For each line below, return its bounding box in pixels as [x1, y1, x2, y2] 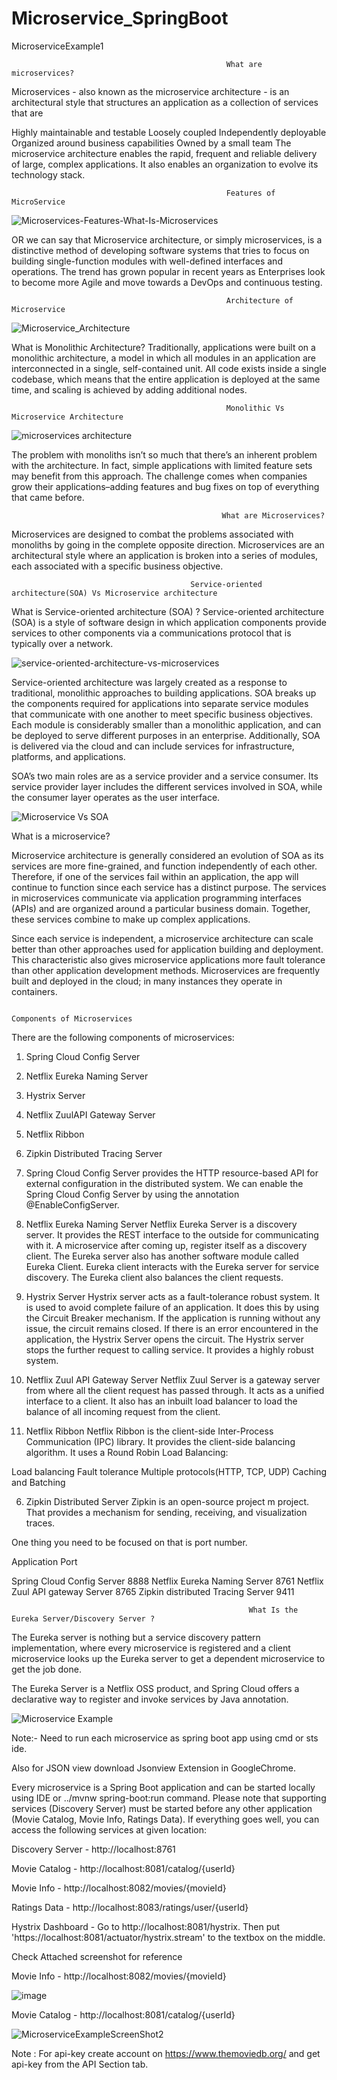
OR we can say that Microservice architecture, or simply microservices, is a [11, 233, 323, 246]
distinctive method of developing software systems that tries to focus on [11, 244, 310, 256]
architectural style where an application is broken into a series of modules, [11, 549, 319, 561]
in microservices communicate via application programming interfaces [11, 892, 302, 904]
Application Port [11, 1555, 78, 1567]
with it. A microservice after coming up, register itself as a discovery [25, 1239, 308, 1251]
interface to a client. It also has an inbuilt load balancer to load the [25, 1395, 298, 1407]
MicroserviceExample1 [11, 40, 104, 52]
